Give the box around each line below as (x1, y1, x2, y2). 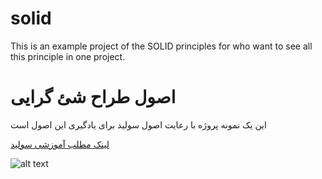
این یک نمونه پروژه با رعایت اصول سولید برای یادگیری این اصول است (10, 118, 267, 131)
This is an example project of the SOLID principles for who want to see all (10, 40, 313, 52)
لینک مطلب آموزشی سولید (10, 138, 110, 150)
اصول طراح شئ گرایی (10, 86, 177, 109)
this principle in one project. (10, 50, 126, 62)
